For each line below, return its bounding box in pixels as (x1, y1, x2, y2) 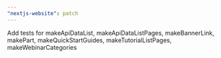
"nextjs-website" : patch (7, 10, 78, 17)
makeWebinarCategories (7, 43, 77, 51)
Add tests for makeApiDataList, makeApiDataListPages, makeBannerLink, (7, 29, 215, 37)
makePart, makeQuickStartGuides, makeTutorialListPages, (7, 35, 172, 44)
